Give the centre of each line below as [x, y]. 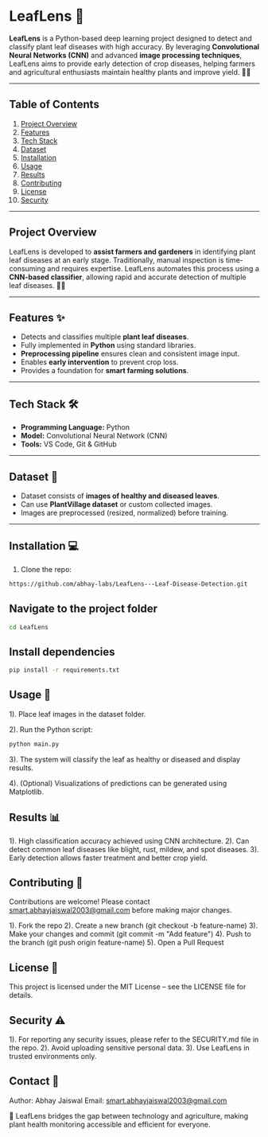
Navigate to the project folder [84, 609]
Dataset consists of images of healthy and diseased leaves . [120, 496]
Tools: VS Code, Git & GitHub [69, 444]
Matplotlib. [27, 792]
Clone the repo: [46, 569]
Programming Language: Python [75, 427]
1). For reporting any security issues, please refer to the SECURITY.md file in [134, 1039]
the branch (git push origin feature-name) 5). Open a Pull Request [117, 943]
